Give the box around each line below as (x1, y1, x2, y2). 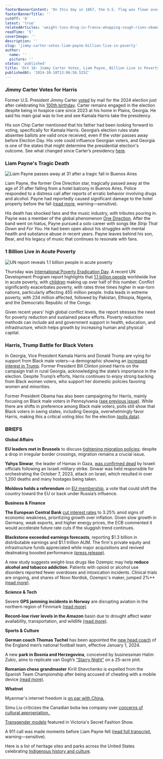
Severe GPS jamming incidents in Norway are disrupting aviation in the (5, 598, 148, 604)
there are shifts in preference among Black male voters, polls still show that (5, 404, 155, 409)
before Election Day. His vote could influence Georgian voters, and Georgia (5, 138, 155, 144)
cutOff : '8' (5, 16, 29, 21)
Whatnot (5, 686, 23, 692)
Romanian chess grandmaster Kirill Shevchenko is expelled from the (5, 666, 144, 672)
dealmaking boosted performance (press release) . (5, 550, 106, 556)
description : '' (5, 39, 38, 44)
